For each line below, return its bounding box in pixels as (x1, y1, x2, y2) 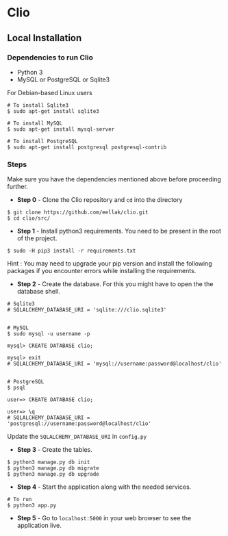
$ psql (7, 385, 26, 392)
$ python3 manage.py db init (7, 459, 90, 466)
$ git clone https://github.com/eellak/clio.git (7, 209, 149, 216)
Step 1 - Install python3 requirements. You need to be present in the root (16, 227, 221, 235)
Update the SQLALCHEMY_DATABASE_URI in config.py (7, 433, 147, 441)
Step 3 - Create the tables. (16, 446, 92, 454)
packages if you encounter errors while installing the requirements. (7, 267, 197, 275)
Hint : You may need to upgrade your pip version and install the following (7, 259, 212, 268)
